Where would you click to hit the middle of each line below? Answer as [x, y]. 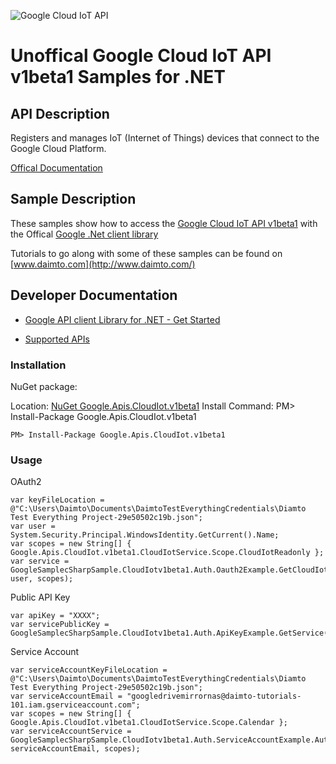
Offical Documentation [56, 168]
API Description [60, 113]
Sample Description [73, 199]
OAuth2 [26, 482]
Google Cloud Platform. [58, 148]
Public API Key [40, 597]
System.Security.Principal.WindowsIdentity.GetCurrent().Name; [145, 535]
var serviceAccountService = [71, 731]
